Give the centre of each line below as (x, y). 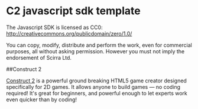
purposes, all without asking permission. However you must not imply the (95, 51)
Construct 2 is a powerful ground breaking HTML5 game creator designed (97, 81)
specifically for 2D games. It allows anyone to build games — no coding (93, 86)
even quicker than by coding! (42, 100)
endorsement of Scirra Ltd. (39, 57)
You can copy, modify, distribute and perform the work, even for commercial (99, 45)
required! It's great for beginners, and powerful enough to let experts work (97, 93)
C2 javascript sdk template (73, 11)
